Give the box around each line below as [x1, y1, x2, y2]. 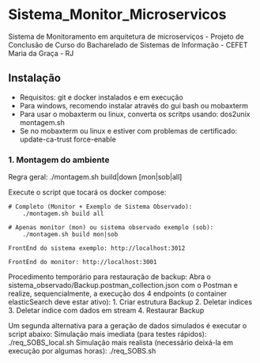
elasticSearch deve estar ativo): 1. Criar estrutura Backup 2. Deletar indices [8, 297, 253, 307]
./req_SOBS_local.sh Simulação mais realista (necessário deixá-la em [8, 338, 234, 347]
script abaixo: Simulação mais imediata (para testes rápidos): [8, 330, 207, 339]
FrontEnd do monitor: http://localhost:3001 [8, 259, 157, 267]
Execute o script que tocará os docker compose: [8, 187, 167, 197]
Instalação [8, 71, 62, 85]
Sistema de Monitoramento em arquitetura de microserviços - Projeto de [8, 32, 244, 41]
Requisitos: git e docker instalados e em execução [19, 93, 183, 102]
